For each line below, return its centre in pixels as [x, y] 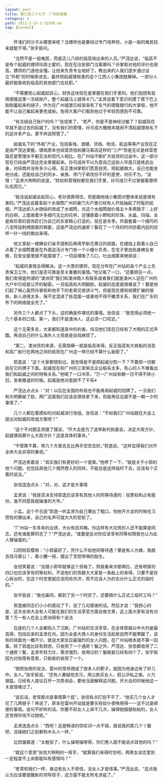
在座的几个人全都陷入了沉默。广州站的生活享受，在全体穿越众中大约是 [83, 628]
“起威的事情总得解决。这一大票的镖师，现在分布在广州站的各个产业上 [82, 266]
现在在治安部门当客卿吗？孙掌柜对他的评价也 [109, 65]
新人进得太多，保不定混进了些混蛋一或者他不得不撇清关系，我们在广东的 [86, 296]
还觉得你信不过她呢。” [26, 715]
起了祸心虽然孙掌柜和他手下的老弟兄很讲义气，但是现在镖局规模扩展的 [79, 290]
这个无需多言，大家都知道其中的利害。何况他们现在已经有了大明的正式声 [86, 329]
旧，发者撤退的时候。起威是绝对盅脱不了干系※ [51, 380]
